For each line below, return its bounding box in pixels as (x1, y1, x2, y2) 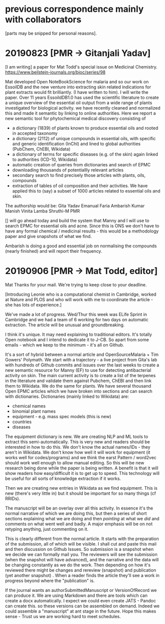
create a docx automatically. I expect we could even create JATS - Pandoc (5, 597, 156, 603)
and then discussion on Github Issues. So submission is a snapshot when (5, 546, 154, 552)
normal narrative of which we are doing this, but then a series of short (5, 510, 147, 516)
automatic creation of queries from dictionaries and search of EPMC (12, 161, 151, 167)
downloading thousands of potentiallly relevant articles (12, 167, 124, 173)
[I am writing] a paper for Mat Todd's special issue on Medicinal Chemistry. (5, 64, 158, 70)
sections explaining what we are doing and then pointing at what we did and (5, 515, 160, 521)
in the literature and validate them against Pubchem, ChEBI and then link (5, 378, 152, 384)
